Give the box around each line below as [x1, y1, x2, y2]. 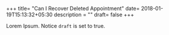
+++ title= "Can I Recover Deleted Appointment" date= [6, 5, 141, 12]
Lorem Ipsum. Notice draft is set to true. [6, 23, 106, 29]
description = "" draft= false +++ [53, 11, 135, 18]
